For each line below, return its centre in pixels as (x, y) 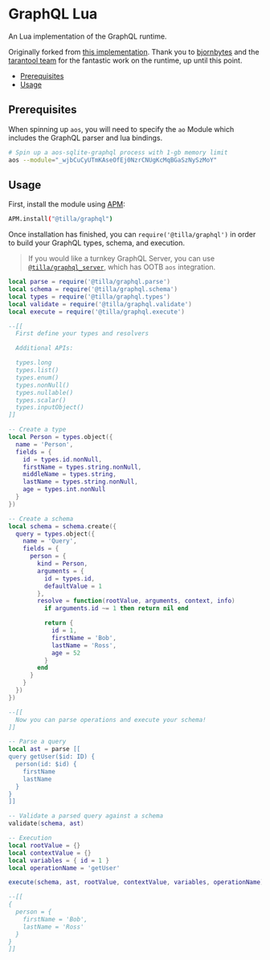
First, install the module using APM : (67, 204)
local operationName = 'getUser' (64, 868)
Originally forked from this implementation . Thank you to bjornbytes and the (134, 51)
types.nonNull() (43, 385)
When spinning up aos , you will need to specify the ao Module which (121, 129)
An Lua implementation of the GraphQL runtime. (88, 36)
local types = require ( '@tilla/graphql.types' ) (90, 297)
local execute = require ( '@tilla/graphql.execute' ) (96, 312)
